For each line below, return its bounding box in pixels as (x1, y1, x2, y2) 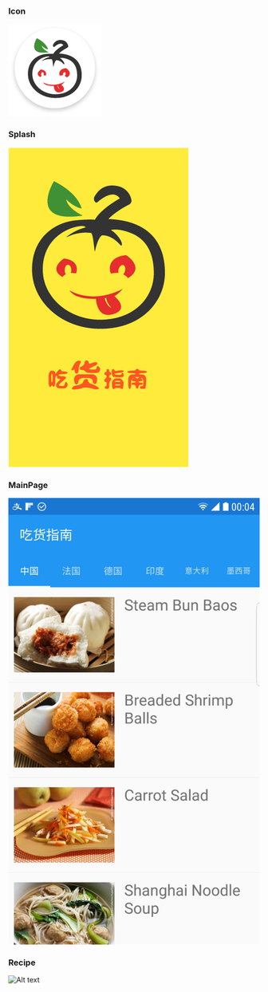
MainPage (8, 479, 49, 490)
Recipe (8, 957, 36, 968)
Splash (8, 129, 36, 140)
